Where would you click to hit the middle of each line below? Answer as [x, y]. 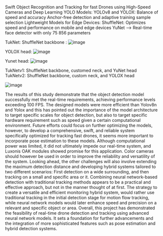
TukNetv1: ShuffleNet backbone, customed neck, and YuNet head [71, 70]
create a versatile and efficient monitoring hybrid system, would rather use [80, 192]
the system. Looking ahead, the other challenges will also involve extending [81, 161]
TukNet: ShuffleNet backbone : [36, 42]
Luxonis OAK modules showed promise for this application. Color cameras [80, 151]
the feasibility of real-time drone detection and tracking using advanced [77, 213]
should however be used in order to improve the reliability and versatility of [80, 156]
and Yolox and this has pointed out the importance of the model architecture [81, 110]
